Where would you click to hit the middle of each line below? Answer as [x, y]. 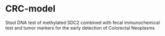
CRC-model [30, 9]
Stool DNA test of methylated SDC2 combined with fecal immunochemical [82, 22]
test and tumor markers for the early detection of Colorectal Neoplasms [80, 27]
